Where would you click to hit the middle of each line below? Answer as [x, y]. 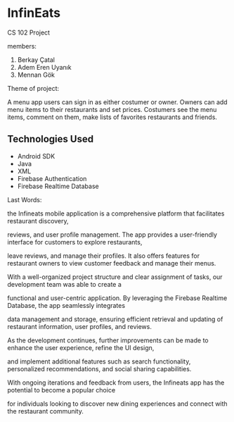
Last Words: [25, 199]
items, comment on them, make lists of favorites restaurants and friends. [112, 117]
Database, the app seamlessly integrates [66, 305]
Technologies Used [50, 139]
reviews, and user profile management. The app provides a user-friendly [112, 235]
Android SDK [36, 156]
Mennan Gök [36, 75]
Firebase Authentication [52, 178]
